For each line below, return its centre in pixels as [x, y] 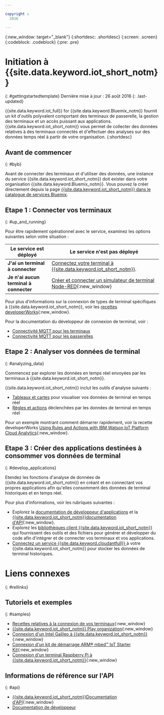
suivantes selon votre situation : [37, 237]
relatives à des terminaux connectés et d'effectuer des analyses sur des [78, 132]
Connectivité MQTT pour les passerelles [53, 336]
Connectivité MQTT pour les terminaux [51, 331]
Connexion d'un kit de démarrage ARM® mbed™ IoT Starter [71, 645]
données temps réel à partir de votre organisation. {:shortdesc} [69, 137]
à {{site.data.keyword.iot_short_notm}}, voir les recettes [61, 307]
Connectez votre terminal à [82, 263]
